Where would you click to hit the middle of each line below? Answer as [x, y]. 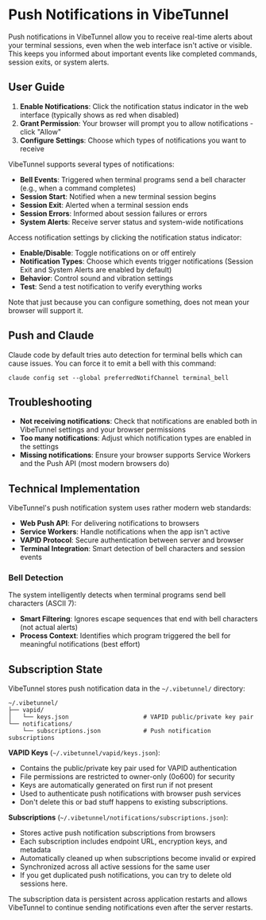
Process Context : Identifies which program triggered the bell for [125, 636]
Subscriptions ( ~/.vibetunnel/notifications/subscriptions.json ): [118, 817]
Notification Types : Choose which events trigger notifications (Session [137, 261]
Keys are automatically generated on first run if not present [116, 785]
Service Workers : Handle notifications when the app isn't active [125, 532]
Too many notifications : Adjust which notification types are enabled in [135, 438]
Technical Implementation [74, 489]
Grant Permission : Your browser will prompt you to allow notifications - [137, 123]
